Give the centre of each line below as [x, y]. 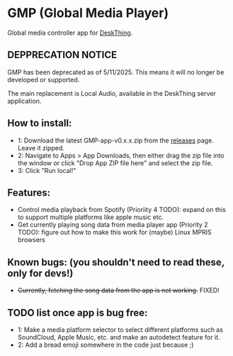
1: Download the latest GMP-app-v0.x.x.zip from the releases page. [115, 140]
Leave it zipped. [41, 148]
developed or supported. [44, 79]
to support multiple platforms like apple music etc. [91, 217]
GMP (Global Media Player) [88, 13]
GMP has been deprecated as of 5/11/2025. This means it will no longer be [116, 72]
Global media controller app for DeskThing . [70, 33]
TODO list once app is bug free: [78, 312]
